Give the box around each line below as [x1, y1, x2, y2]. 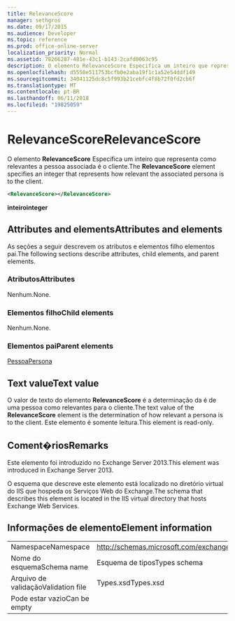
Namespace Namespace [10, 542, 90, 552]
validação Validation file [10, 582, 87, 592]
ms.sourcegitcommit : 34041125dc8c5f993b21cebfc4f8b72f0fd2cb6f [7, 75, 196, 83]
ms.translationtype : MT [7, 82, 77, 89]
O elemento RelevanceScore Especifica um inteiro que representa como [7, 155, 217, 163]
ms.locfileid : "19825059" [7, 102, 83, 109]
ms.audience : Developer [7, 29, 77, 37]
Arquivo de [10, 573, 47, 583]
